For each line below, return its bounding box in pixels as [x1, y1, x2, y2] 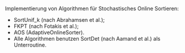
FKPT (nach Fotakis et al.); [13, 23, 79, 29]
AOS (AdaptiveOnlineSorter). [13, 29, 85, 36]
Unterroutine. [13, 41, 47, 48]
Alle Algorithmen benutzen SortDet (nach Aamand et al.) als [13, 35, 161, 42]
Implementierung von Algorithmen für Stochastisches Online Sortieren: [5, 5, 179, 12]
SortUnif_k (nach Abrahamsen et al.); [13, 16, 105, 23]
